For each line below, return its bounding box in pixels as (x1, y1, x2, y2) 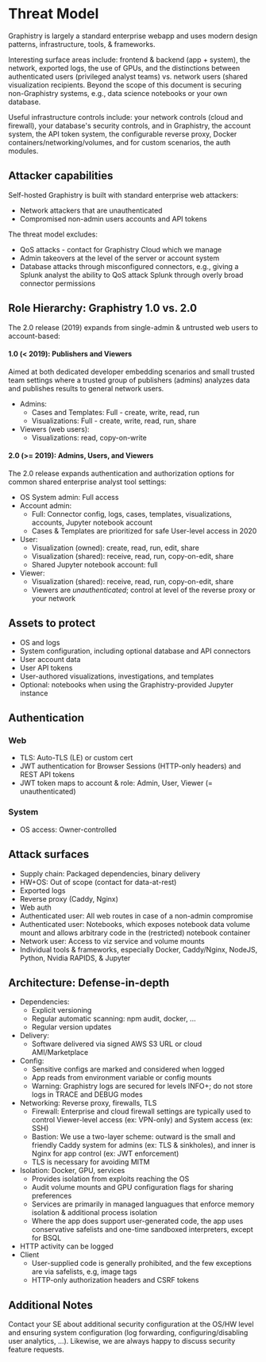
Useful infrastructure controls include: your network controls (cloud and (8, 112, 244, 121)
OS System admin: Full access (19, 492, 119, 502)
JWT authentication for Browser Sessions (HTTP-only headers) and (19, 761, 241, 771)
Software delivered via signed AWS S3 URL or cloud (31, 1039, 202, 1048)
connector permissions (19, 279, 96, 288)
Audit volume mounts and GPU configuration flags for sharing (31, 1183, 234, 1192)
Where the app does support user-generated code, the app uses (31, 1216, 244, 1226)
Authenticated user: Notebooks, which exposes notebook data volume (19, 919, 251, 929)
